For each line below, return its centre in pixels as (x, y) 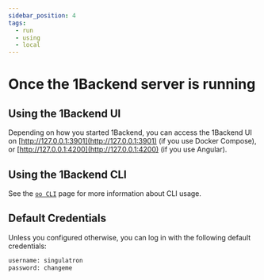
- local (28, 45)
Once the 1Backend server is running (132, 84)
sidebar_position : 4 (42, 15)
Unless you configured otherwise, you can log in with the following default (130, 237)
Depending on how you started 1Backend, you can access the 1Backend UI (130, 132)
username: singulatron (46, 260)
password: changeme (40, 268)
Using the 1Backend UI (65, 113)
